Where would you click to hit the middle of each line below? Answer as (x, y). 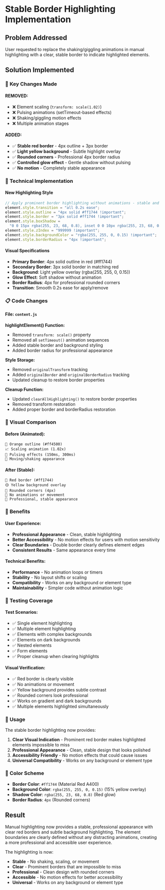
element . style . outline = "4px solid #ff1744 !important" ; (66, 212)
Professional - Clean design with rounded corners (63, 872)
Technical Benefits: (25, 561)
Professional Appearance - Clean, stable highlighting (67, 534)
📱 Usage (15, 719)
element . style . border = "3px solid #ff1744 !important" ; (65, 217)
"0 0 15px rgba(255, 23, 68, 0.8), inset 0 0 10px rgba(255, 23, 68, (82, 226)
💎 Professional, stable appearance (41, 499)
